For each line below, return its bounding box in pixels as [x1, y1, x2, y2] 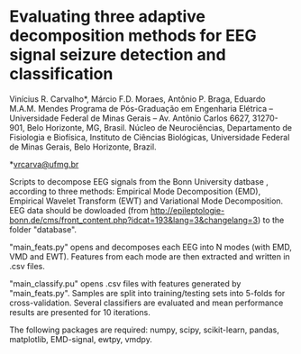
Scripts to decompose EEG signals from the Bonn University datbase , [9, 176, 269, 186]
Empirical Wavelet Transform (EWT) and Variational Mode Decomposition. [9, 195, 284, 206]
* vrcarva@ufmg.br [9, 159, 79, 169]
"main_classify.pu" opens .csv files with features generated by [9, 277, 242, 289]
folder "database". [9, 223, 78, 235]
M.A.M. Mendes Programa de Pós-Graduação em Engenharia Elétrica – [9, 103, 273, 113]
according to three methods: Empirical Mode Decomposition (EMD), [9, 186, 261, 196]
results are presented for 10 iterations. [9, 306, 150, 317]
